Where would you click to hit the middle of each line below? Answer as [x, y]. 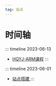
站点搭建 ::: [23, 79]
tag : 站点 [14, 9]
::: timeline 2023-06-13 [28, 49]
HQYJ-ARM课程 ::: [30, 59]
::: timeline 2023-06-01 [28, 69]
